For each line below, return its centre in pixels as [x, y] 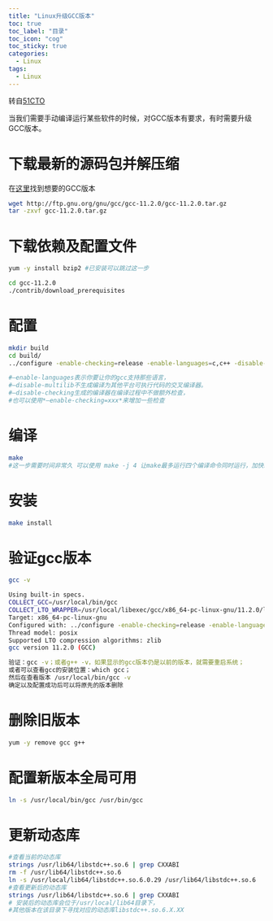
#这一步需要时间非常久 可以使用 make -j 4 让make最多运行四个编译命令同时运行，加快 [136, 465]
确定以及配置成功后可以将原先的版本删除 [66, 685]
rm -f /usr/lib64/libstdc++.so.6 [65, 873]
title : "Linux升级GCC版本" [52, 16]
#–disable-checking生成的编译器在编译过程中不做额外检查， [99, 393]
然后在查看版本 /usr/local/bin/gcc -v [70, 678]
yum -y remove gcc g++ [47, 742]
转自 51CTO [27, 100]
